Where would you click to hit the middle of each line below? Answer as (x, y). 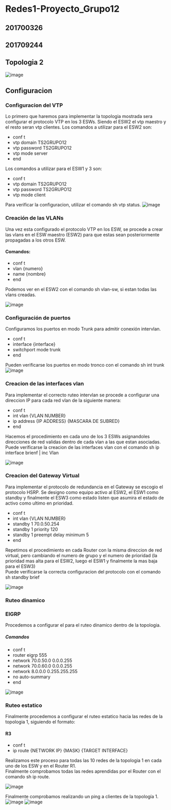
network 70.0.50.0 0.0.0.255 (42, 661)
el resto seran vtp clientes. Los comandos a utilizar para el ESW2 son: (79, 127)
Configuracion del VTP (34, 105)
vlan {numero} (28, 268)
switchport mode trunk (37, 350)
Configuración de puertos (38, 318)
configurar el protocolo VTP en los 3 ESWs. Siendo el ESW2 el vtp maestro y (86, 122)
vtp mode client (29, 195)
